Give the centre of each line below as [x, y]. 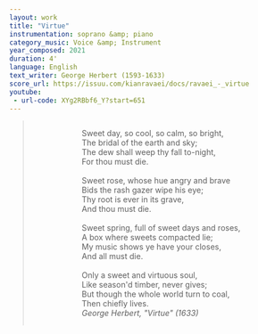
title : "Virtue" [39, 26]
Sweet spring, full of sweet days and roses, [161, 228]
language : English [43, 68]
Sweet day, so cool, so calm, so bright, [153, 134]
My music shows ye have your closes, [151, 247]
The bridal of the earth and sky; [140, 143]
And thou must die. [117, 209]
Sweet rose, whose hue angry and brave [156, 181]
